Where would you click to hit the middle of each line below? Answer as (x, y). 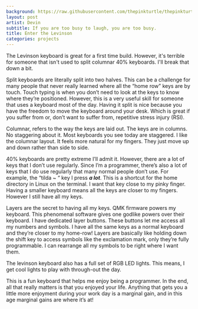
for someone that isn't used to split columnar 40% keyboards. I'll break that (98, 62)
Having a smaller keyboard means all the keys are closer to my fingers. (92, 190)
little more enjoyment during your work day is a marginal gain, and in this (94, 293)
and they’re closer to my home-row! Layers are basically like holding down (96, 233)
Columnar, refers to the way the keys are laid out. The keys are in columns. (97, 129)
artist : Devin (24, 22)
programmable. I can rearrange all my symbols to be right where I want (92, 246)
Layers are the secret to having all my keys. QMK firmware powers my (91, 208)
